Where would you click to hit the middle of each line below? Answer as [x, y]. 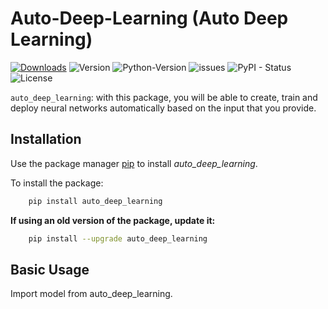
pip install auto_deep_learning [95, 201]
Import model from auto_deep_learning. [91, 294]
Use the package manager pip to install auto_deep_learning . [134, 163]
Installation [46, 139]
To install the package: [57, 183]
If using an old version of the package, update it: [113, 220]
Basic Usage [50, 269]
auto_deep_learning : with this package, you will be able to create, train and [164, 97]
